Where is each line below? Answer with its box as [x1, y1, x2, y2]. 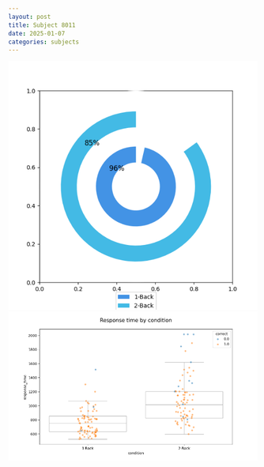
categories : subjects [8, 38, 80, 46]
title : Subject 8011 [8, 21, 77, 29]
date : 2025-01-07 [8, 29, 66, 37]
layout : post [8, 13, 51, 21]
